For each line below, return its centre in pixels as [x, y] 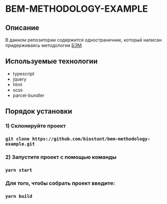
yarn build [19, 196]
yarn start [19, 170]
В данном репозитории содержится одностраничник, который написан [84, 40]
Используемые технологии [51, 61]
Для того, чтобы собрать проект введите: [60, 183]
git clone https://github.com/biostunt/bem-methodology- [78, 139]
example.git [20, 144]
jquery [19, 79]
